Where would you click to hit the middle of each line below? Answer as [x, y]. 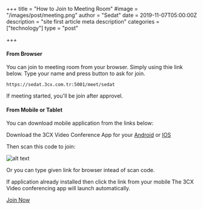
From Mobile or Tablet [34, 110]
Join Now [18, 200]
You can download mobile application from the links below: [80, 123]
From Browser [24, 53]
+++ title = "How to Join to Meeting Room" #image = [72, 9]
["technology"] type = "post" [42, 28]
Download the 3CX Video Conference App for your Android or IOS [89, 135]
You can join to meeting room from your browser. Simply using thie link [95, 67]
